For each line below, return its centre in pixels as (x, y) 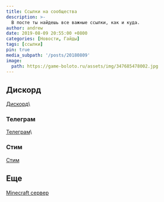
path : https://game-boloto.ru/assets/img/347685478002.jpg (85, 66)
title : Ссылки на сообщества (42, 11)
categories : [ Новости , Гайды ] (43, 39)
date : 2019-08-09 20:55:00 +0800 (47, 33)
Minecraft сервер (28, 193)
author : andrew (25, 28)
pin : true (18, 50)
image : (14, 60)
